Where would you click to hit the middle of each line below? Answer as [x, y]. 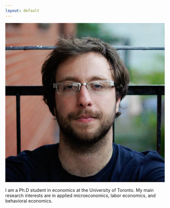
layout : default [22, 11]
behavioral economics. [29, 201]
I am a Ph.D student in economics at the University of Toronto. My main [79, 190]
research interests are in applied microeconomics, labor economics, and [80, 195]
